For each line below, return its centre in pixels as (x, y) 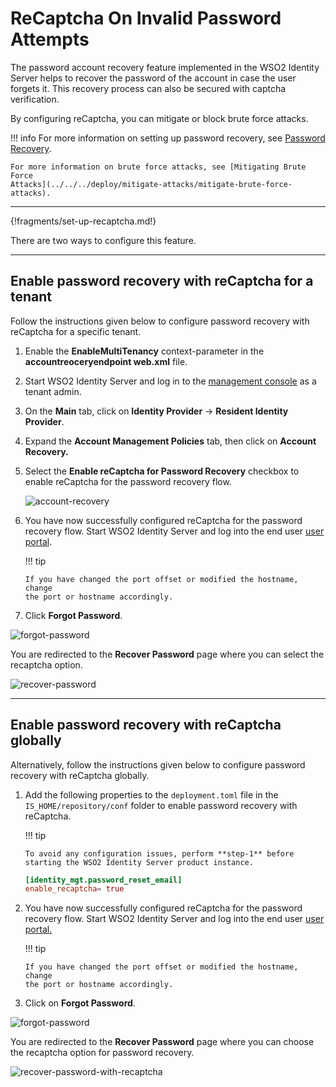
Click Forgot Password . (73, 615)
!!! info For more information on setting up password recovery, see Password (168, 138)
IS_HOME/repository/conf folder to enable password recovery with (161, 805)
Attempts (50, 39)
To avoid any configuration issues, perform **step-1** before (159, 853)
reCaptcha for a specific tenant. (76, 331)
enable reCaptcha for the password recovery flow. (128, 481)
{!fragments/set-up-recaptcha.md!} (83, 221)
